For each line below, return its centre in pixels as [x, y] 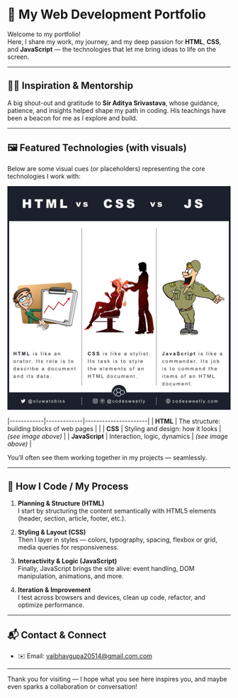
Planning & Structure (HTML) [61, 503]
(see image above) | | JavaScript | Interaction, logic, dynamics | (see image [118, 436]
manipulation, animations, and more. [70, 576]
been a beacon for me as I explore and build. [73, 118]
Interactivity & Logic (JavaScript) [67, 561]
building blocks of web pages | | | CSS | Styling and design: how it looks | [114, 428]
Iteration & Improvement [54, 590]
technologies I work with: [44, 176]
